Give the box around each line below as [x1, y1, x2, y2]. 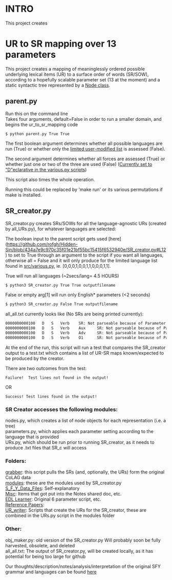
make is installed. [5, 191, 42, 198]
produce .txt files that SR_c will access [5, 445, 87, 451]
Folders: [5, 457, 27, 464]
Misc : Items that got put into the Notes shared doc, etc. [5, 491, 122, 497]
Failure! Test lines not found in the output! [5, 375, 109, 380]
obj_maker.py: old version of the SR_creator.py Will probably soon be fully [5, 537, 161, 543]
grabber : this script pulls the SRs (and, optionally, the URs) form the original [5, 469, 165, 475]
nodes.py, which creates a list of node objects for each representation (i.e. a [5, 418, 166, 424]
